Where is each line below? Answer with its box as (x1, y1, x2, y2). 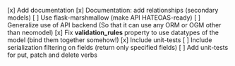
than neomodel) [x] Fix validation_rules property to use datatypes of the (7, 28, 219, 37)
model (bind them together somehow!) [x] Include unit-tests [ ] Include (7, 36, 212, 44)
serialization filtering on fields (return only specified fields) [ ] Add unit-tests (7, 44, 229, 51)
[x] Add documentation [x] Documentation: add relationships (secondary (7, 6, 219, 14)
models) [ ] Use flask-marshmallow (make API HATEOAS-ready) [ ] (7, 13, 201, 22)
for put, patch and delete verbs (7, 51, 97, 59)
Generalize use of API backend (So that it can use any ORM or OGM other (7, 21, 222, 29)
